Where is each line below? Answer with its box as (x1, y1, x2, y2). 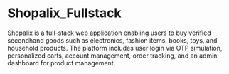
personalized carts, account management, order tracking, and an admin (7, 51, 218, 60)
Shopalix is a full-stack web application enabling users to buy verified (7, 28, 211, 37)
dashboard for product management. (7, 58, 116, 67)
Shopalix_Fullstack (7, 5, 122, 21)
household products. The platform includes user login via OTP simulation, (7, 43, 223, 52)
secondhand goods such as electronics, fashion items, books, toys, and (7, 36, 218, 44)
